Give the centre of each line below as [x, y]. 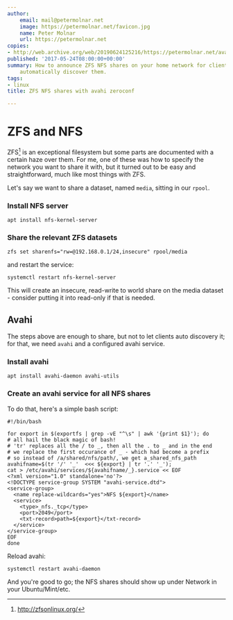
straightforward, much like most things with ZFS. [76, 174]
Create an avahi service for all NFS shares [79, 393]
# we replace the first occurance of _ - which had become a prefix [108, 452]
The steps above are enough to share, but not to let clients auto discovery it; [116, 336]
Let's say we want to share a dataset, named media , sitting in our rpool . [109, 188]
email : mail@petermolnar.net [62, 20]
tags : [15, 78]
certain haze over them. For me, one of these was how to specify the [106, 159]
